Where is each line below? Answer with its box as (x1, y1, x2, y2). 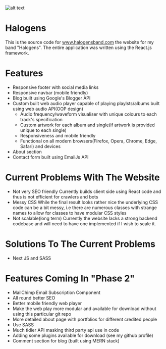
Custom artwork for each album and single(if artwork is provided (20, 122, 155, 128)
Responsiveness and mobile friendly (20, 132, 96, 138)
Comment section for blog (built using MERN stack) (12, 337, 120, 343)
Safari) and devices (20, 143, 61, 149)
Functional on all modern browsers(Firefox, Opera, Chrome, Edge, (20, 138, 157, 144)
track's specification (20, 116, 63, 122)
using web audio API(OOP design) (12, 106, 84, 112)
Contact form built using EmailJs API (12, 154, 89, 160)
